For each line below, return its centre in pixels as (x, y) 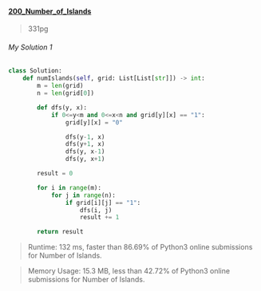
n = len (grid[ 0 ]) (65, 93)
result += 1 (99, 218)
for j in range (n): (83, 195)
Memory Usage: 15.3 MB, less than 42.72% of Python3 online (129, 271)
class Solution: (35, 71)
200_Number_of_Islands (50, 11)
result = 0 (55, 174)
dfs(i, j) (96, 210)
